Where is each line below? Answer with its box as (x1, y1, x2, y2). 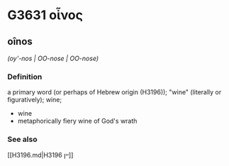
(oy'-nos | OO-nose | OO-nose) (7, 54, 99, 62)
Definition (7, 72, 43, 82)
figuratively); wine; (7, 96, 62, 104)
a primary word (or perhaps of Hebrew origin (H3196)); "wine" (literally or (7, 88, 222, 96)
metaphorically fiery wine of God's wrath (17, 117, 138, 126)
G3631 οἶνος (7, 7, 84, 23)
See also (7, 135, 38, 145)
